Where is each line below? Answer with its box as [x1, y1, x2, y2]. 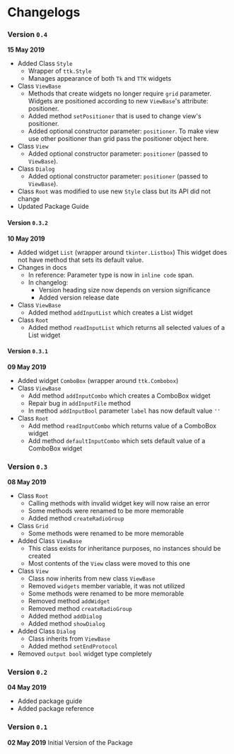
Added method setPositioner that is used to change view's [28, 112, 201, 120]
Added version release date [38, 293, 119, 302]
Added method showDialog [28, 619, 105, 628]
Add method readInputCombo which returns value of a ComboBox [28, 421, 217, 430]
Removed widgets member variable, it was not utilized [28, 582, 185, 590]
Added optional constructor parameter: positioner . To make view [28, 127, 219, 135]
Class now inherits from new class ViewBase [28, 574, 156, 583]
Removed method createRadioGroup [28, 605, 132, 613]
